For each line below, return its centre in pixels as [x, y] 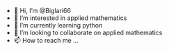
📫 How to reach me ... [46, 40]
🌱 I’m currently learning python [58, 25]
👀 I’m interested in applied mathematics [70, 18]
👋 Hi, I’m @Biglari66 [42, 11]
